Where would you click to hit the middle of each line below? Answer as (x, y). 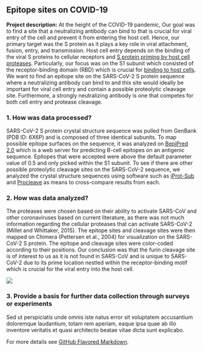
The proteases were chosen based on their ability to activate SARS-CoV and (101, 211)
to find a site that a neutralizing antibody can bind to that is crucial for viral (99, 31)
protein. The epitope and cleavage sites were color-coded (101, 243)
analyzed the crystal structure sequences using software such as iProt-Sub (100, 176)
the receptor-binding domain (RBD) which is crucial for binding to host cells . (101, 70)
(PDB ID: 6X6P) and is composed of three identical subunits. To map (92, 137)
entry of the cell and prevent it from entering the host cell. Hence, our (93, 37)
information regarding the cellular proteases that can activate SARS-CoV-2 (99, 224)
